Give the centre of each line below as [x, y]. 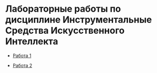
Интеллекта [32, 42]
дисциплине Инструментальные [79, 20]
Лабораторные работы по [63, 9]
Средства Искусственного [65, 31]
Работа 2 [22, 65]
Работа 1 [22, 55]
